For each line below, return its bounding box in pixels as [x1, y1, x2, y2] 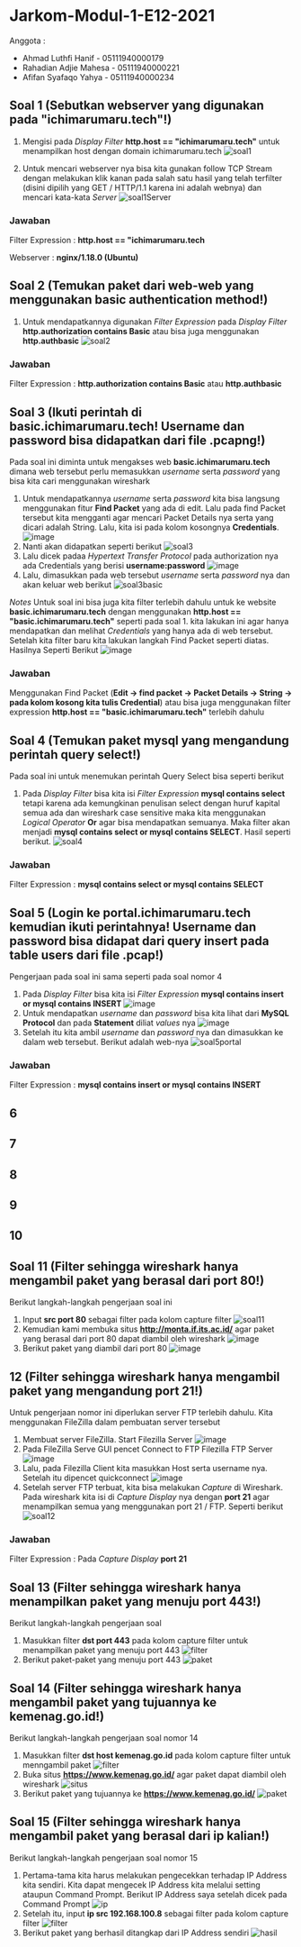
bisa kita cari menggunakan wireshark [9, 475, 151, 487]
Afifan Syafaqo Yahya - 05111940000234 [22, 71, 175, 82]
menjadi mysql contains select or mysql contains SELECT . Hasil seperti [22, 826, 291, 838]
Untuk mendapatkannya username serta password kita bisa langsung [22, 493, 280, 504]
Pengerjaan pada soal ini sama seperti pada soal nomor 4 [9, 971, 223, 982]
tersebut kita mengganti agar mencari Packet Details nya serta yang [22, 512, 274, 523]
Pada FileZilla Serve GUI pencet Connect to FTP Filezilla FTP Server [22, 1443, 273, 1455]
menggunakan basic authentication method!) [9, 292, 269, 307]
